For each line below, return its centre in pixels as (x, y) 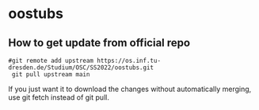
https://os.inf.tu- (128, 60)
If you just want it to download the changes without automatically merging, (130, 89)
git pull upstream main (51, 75)
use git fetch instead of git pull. (59, 97)
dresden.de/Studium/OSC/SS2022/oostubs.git (81, 68)
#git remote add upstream (51, 60)
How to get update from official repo (99, 43)
